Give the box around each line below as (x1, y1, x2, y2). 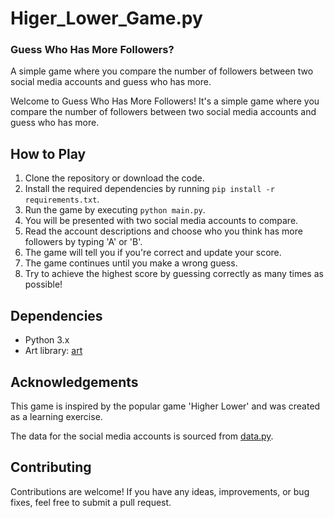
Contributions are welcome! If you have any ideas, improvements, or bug (10, 485, 310, 497)
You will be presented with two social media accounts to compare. (24, 215, 299, 227)
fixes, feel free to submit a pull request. (10, 496, 172, 508)
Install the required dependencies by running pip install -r (24, 183, 275, 195)
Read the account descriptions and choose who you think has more (24, 225, 303, 237)
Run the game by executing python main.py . (24, 204, 206, 216)
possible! (24, 278, 63, 291)
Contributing (10, 459, 92, 476)
